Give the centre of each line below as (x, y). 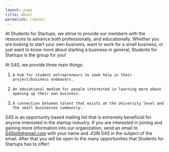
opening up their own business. (46, 94)
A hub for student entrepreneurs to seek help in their (72, 75)
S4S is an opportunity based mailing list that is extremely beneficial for (78, 117)
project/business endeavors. (43, 80)
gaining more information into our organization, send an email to (72, 128)
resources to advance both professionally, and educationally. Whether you (82, 39)
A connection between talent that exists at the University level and (88, 104)
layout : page (19, 10)
